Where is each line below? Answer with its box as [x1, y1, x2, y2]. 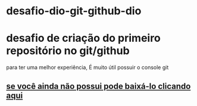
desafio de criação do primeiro [6, 32, 161, 45]
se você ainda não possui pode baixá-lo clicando [6, 81, 191, 91]
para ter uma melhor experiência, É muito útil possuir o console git [6, 64, 169, 71]
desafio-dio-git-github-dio [6, 4, 142, 18]
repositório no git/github [6, 44, 130, 58]
